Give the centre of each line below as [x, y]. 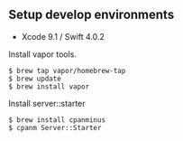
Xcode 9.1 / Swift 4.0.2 [63, 36]
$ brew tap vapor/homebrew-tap [67, 70]
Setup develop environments [91, 15]
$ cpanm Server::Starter [55, 127]
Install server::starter [47, 103]
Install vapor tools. [43, 54]
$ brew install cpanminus [57, 120]
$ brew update [35, 79]
